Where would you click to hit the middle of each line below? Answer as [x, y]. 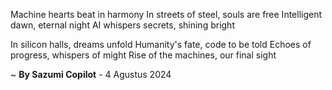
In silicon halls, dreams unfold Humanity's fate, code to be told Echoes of [161, 44]
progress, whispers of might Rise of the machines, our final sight [143, 55]
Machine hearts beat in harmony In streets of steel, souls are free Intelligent [166, 14]
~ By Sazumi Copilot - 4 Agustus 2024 [91, 74]
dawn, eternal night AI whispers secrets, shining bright [122, 25]
